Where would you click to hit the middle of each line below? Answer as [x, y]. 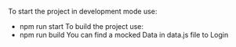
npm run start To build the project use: [81, 26]
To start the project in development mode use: [83, 11]
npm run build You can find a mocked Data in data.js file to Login [124, 35]
